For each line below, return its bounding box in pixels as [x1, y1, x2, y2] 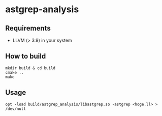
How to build [5, 52, 46, 61]
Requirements [5, 24, 51, 33]
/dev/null [5, 106, 26, 111]
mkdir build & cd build [5, 65, 56, 71]
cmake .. [5, 70, 24, 75]
